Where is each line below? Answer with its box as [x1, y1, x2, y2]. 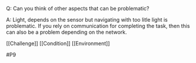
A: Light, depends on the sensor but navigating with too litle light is [6, 16, 168, 23]
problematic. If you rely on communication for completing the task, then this [6, 23, 190, 29]
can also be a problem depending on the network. [6, 29, 128, 36]
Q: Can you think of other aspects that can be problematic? [6, 5, 150, 12]
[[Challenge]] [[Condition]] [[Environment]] [6, 40, 110, 47]
